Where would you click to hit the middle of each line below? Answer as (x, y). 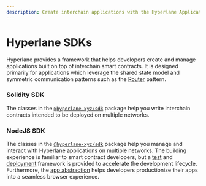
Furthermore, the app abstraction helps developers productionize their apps (102, 170)
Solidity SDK (25, 95)
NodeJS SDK (26, 131)
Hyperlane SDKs (49, 42)
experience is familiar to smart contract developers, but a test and (90, 157)
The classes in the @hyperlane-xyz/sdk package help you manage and (94, 144)
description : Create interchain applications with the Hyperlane (91, 12)
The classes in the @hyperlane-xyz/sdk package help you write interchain (98, 108)
